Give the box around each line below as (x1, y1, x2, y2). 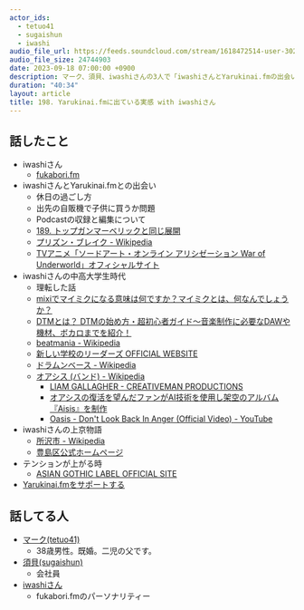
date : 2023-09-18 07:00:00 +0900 (9, 64, 136, 73)
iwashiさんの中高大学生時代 (22, 271, 127, 282)
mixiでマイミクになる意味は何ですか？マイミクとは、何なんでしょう (35, 294, 290, 305)
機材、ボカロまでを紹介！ (35, 327, 132, 338)
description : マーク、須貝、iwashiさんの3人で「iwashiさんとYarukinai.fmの (9, 73, 278, 82)
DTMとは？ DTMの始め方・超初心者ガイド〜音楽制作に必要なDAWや (35, 316, 291, 327)
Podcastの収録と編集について (35, 214, 147, 225)
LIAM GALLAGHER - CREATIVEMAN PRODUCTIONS (49, 382, 243, 392)
